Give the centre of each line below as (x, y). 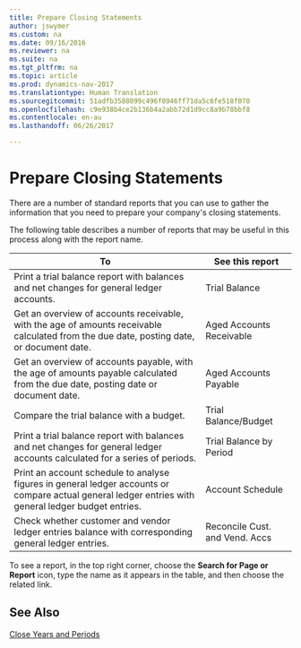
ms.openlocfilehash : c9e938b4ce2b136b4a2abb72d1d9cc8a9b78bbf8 (130, 109)
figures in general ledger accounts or (92, 483)
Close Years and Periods (55, 634)
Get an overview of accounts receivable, (99, 313)
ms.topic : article (43, 76)
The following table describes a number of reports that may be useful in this (149, 229)
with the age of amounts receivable (88, 324)
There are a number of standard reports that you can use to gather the (139, 203)
